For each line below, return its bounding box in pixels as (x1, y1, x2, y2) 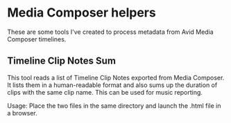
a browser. (7, 108, 37, 117)
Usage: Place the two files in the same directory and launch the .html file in (7, 102, 221, 110)
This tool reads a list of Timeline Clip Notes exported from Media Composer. (7, 73, 225, 82)
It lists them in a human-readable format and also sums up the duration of (7, 81, 218, 89)
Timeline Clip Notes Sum (7, 55, 117, 67)
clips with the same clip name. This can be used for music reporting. (7, 88, 203, 96)
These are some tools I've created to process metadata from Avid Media (7, 28, 214, 36)
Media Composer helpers (7, 5, 156, 21)
